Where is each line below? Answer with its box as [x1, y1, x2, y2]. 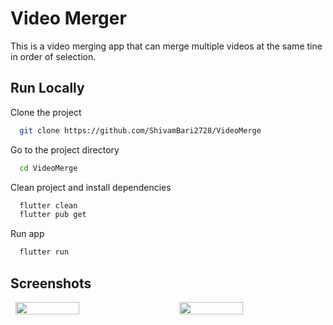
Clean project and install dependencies [10, 181, 172, 193]
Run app [10, 228, 45, 240]
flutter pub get [19, 210, 87, 220]
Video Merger [10, 7, 127, 30]
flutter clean [19, 200, 78, 211]
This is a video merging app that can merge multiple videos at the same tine [10, 40, 323, 52]
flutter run [19, 247, 70, 257]
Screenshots [10, 275, 92, 292]
